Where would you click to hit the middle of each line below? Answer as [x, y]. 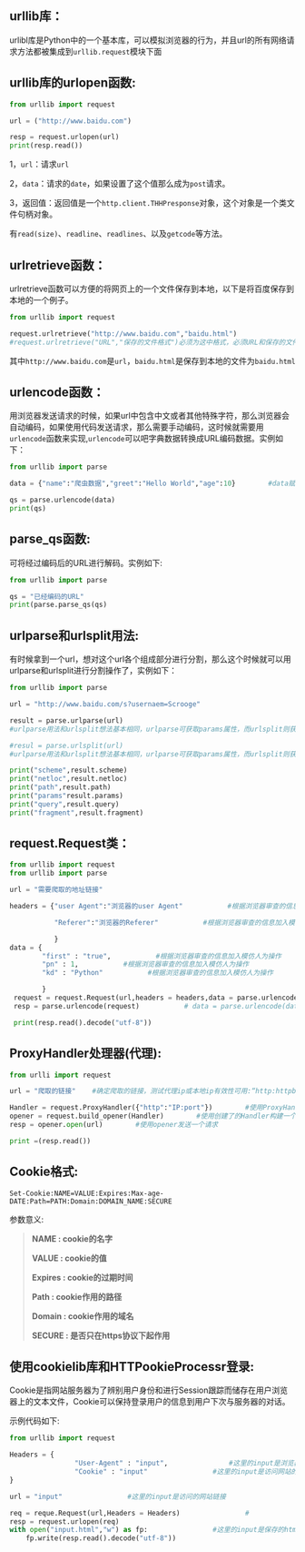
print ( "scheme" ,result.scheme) [69, 771]
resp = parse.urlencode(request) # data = [115, 1006]
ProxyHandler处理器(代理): [85, 1054]
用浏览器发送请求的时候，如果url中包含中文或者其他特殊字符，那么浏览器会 [150, 416]
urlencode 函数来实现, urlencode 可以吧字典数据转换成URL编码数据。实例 [143, 439]
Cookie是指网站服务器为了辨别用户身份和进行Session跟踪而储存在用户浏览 [149, 1390]
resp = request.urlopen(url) [64, 137]
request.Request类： [70, 843]
